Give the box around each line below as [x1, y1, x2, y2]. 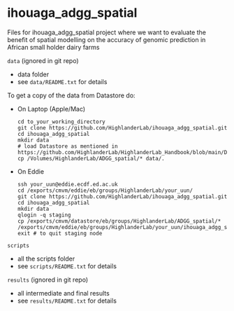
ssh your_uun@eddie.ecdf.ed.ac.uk [17, 181, 118, 188]
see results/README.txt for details [17, 296, 117, 305]
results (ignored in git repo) [7, 275, 89, 284]
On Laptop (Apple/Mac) [17, 104, 86, 113]
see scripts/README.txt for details [17, 261, 117, 270]
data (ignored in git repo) [7, 56, 79, 64]
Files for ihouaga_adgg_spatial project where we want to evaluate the [7, 28, 206, 36]
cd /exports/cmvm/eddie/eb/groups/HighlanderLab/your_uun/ [17, 187, 193, 194]
